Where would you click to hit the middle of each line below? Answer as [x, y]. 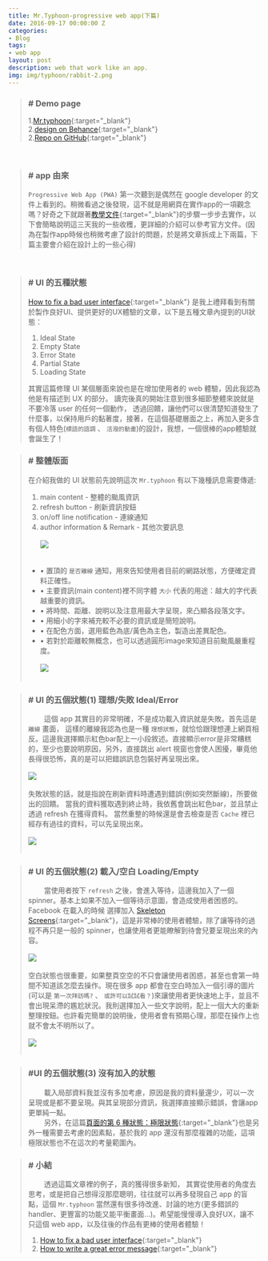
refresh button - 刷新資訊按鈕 [88, 507]
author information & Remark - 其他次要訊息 [112, 527]
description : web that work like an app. [78, 68]
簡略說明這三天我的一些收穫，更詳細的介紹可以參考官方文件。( [145, 224]
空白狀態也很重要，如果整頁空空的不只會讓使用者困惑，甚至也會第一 [140, 976]
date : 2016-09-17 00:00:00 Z [57, 23]
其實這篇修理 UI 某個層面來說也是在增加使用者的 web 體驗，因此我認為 [144, 388]
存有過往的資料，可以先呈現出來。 [91, 824]
